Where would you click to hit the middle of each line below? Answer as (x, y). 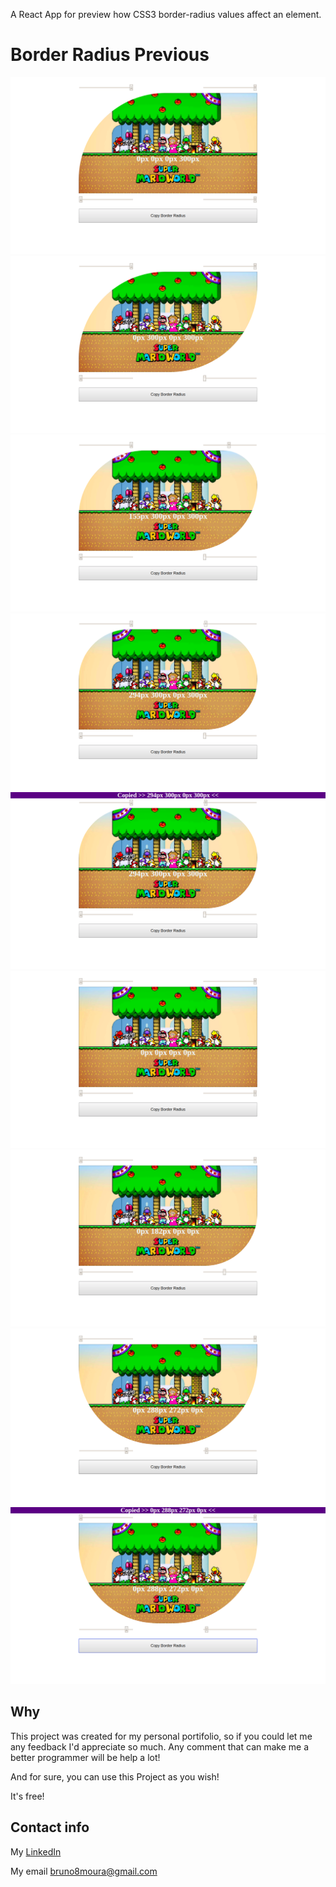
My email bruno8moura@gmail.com (84, 1871)
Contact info (50, 1827)
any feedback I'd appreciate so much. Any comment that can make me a (160, 1746)
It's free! (27, 1796)
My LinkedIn (36, 1851)
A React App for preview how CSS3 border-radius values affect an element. (166, 14)
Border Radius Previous (110, 55)
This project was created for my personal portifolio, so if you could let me (161, 1736)
